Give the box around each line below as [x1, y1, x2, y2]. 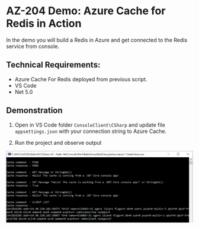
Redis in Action [6, 17, 82, 30]
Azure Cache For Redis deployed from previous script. [14, 75, 147, 82]
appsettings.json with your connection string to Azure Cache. [14, 128, 167, 135]
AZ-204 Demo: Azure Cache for [6, 4, 166, 18]
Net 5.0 [14, 88, 33, 96]
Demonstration [6, 106, 63, 116]
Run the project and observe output [14, 139, 102, 146]
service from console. [6, 43, 60, 50]
